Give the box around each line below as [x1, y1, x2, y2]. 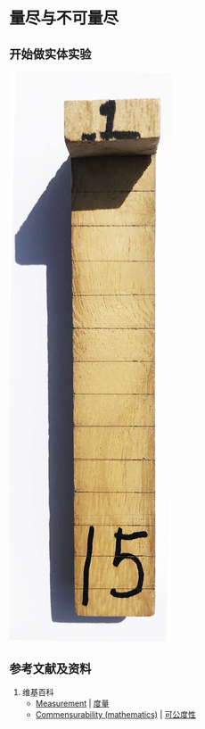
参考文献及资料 [9, 661, 92, 676]
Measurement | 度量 [35, 698, 110, 708]
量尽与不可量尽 [9, 8, 119, 29]
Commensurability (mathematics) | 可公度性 [35, 708, 196, 719]
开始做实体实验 [9, 46, 92, 62]
